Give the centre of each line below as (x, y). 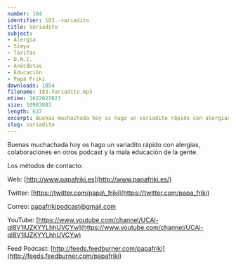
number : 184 (25, 14)
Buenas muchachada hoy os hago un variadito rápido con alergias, (104, 144)
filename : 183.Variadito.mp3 (50, 92)
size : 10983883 (29, 105)
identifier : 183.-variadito (48, 20)
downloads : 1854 (31, 85)
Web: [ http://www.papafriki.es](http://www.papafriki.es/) (90, 179)
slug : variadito (31, 124)
